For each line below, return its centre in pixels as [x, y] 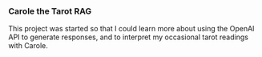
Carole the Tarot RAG [50, 11]
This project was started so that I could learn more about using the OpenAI [131, 29]
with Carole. [28, 46]
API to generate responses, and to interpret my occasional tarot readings [128, 37]
